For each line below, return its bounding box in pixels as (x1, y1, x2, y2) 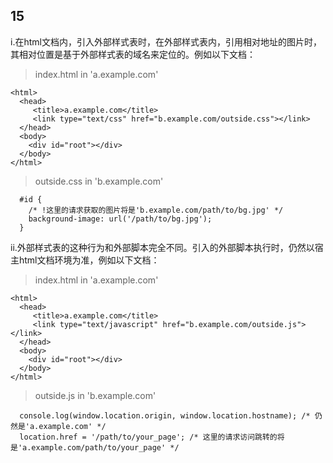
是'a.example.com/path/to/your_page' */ (10, 442, 180, 453)
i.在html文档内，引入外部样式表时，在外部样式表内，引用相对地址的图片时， (10, 35, 322, 48)
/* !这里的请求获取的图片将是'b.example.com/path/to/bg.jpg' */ (28, 205, 284, 215)
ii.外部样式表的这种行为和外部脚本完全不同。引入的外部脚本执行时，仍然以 (10, 241, 315, 253)
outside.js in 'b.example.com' (34, 389, 157, 401)
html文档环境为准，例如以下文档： (18, 254, 160, 266)
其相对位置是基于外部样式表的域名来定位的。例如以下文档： (10, 48, 256, 60)
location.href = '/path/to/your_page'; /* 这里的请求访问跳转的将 (19, 432, 285, 442)
